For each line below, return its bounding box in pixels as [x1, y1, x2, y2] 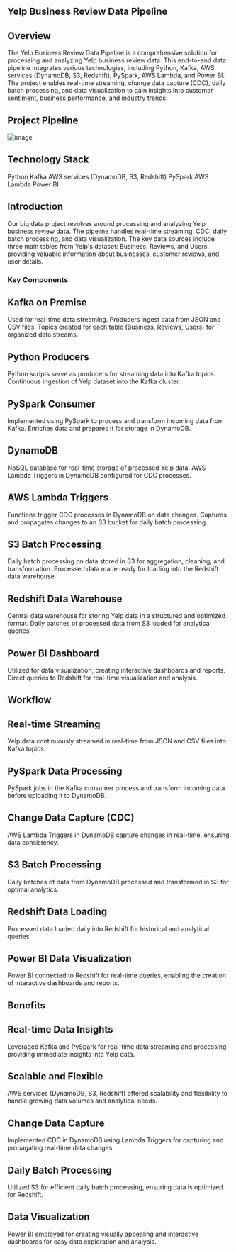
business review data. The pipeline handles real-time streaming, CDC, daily [7, 227, 227, 235]
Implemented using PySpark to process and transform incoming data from [7, 417, 225, 425]
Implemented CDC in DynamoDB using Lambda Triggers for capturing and [7, 1136, 224, 1145]
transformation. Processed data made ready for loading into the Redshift [7, 565, 219, 573]
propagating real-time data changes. [7, 1144, 115, 1152]
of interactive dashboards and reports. [7, 979, 120, 987]
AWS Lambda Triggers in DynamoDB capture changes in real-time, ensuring [7, 831, 230, 839]
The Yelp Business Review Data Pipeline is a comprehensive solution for [7, 49, 218, 57]
